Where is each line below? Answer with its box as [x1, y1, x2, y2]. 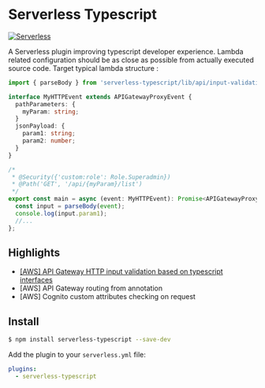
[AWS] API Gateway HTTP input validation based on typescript [19, 267, 223, 276]
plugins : [8, 365, 37, 373]
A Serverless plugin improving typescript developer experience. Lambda [8, 46, 244, 56]
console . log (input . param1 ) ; [15, 209, 108, 217]
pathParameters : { [15, 100, 77, 108]
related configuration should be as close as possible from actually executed [8, 55, 254, 65]
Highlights [8, 246, 61, 259]
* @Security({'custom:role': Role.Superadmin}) [11, 173, 171, 181]
